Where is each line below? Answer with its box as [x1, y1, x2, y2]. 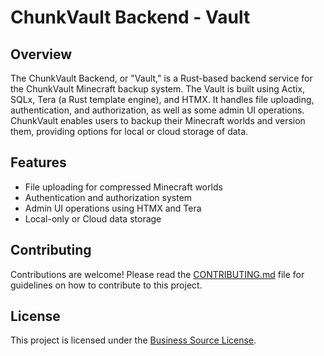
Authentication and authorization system [24, 191, 193, 203]
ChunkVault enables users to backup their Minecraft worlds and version [10, 115, 306, 126]
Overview [10, 46, 73, 63]
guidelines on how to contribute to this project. [10, 279, 203, 291]
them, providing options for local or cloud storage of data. [10, 126, 249, 137]
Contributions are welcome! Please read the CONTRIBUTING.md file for [10, 268, 305, 280]
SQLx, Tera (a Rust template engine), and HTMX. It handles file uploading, [10, 94, 315, 105]
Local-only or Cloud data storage [24, 212, 162, 225]
